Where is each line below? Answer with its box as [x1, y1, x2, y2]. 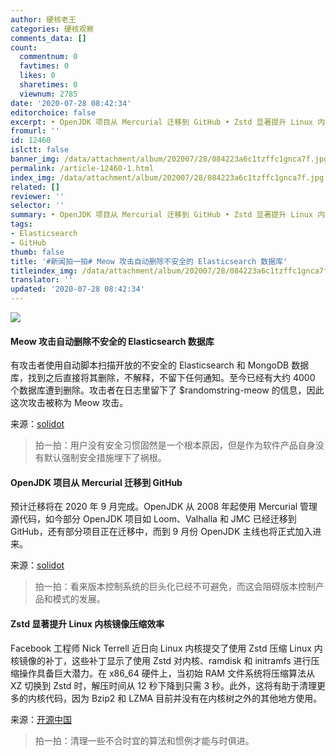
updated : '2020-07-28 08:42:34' [10, 284, 145, 295]
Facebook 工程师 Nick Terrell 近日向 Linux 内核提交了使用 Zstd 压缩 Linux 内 [10, 642, 323, 654]
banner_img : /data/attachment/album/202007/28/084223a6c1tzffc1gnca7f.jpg [10, 154, 329, 164]
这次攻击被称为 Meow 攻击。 [10, 397, 129, 409]
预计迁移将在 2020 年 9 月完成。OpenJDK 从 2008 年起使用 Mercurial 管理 [10, 501, 318, 513]
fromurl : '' [10, 126, 60, 136]
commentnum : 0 [19, 52, 78, 62]
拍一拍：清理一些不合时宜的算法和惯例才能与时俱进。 [34, 734, 255, 746]
